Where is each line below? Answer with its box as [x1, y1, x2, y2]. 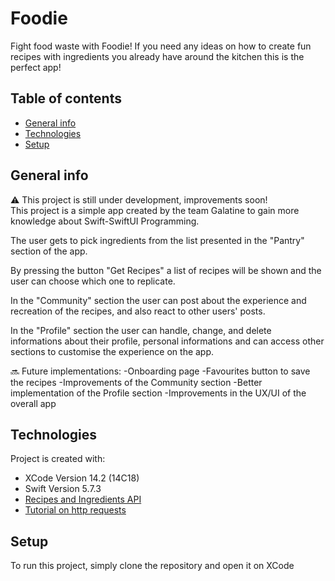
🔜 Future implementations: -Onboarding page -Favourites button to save [10, 365, 311, 377]
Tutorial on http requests [24, 504, 127, 516]
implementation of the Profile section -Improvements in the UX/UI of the [10, 387, 307, 399]
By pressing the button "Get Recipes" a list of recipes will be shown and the [10, 264, 322, 276]
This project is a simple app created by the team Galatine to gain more [10, 204, 300, 216]
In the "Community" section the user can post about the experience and [10, 294, 307, 306]
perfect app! [10, 61, 62, 73]
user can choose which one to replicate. [10, 275, 176, 287]
